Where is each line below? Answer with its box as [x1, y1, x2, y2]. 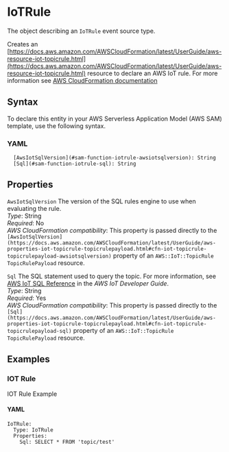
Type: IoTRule [13, 426, 53, 434]
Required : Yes [7, 294, 47, 302]
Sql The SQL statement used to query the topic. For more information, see [7, 272, 217, 280]
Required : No [7, 218, 45, 227]
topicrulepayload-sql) [7, 327, 72, 334]
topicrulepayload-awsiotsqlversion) [7, 253, 112, 260]
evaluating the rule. [7, 204, 62, 212]
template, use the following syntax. [7, 121, 106, 130]
